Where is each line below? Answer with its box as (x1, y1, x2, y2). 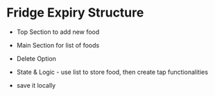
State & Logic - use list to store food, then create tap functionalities (16, 68, 209, 76)
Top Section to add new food (16, 28, 100, 36)
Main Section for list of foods (16, 41, 100, 49)
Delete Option (16, 54, 57, 63)
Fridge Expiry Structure (6, 5, 144, 21)
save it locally (16, 81, 56, 89)
